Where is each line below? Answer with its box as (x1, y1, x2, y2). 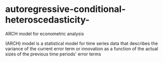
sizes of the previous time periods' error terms (5, 51, 101, 57)
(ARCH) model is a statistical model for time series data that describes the (5, 40, 158, 46)
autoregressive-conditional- (5, 3, 126, 15)
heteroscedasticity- (5, 14, 90, 25)
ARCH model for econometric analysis (5, 30, 84, 36)
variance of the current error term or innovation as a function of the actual (5, 45, 158, 51)
